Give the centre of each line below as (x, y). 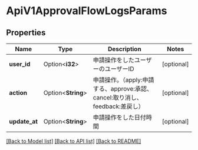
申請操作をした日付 (119, 117)
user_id (20, 64)
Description (125, 49)
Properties (26, 33)
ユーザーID (119, 69)
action (18, 93)
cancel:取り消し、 (118, 97)
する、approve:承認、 (123, 89)
